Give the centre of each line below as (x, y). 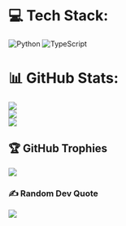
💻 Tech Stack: (59, 16)
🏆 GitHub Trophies (58, 148)
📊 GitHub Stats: (64, 78)
